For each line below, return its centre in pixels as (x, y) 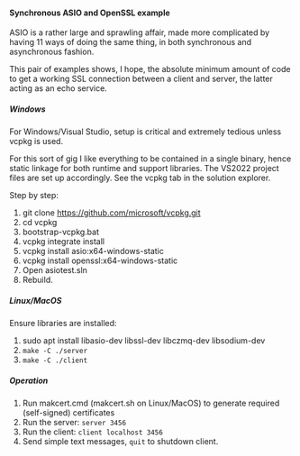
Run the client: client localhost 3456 (93, 432)
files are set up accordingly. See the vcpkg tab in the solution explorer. (140, 178)
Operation (29, 380)
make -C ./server (55, 351)
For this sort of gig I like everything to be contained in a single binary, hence (150, 159)
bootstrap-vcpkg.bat (61, 232)
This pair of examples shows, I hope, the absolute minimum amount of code (150, 69)
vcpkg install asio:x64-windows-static (93, 251)
